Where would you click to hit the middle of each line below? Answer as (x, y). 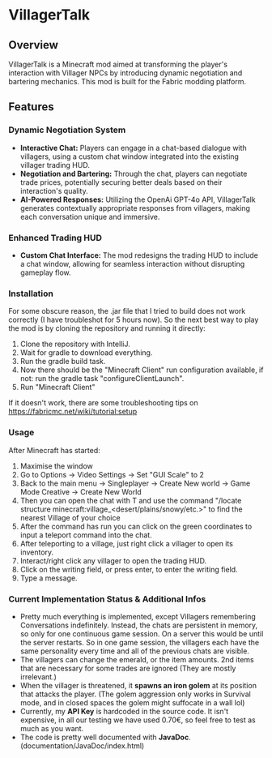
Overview (34, 45)
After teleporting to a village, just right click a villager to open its (126, 543)
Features (31, 107)
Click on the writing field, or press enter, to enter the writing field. (129, 569)
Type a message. (49, 578)
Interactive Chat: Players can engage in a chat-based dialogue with (133, 148)
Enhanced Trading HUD (55, 238)
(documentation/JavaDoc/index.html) (82, 745)
